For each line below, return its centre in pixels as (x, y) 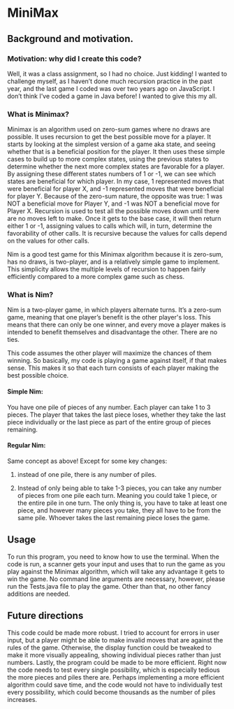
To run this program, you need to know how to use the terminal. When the (114, 557)
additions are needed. (39, 594)
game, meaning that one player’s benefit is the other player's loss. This (109, 317)
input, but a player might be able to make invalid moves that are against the (115, 640)
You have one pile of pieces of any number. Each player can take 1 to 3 (109, 407)
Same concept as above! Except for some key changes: (87, 461)
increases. (22, 699)
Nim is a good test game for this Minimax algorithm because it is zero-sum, (115, 255)
